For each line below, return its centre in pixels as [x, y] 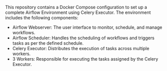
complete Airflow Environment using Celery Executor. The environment [78, 12]
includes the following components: [42, 18]
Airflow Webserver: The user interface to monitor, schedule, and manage [87, 27]
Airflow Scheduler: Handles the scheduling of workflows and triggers [83, 38]
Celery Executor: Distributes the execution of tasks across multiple [81, 48]
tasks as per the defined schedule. [48, 43]
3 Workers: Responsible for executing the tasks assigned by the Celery [85, 59]
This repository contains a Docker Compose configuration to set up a [76, 7]
